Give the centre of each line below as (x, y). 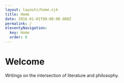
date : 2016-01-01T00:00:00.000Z (38, 19)
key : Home (19, 33)
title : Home (17, 14)
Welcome (25, 62)
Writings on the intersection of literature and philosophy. (62, 75)
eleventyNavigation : (26, 28)
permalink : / (18, 23)
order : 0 (18, 38)
